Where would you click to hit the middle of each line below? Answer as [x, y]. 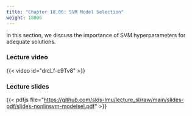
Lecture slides [28, 86]
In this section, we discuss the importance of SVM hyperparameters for [96, 35]
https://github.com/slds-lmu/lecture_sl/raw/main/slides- [114, 100]
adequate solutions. [31, 42]
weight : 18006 [24, 18]
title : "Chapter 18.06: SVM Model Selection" [65, 12]
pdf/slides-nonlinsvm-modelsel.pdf [51, 106]
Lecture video [27, 57]
